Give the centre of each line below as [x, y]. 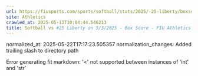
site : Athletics [26, 17]
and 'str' [16, 68]
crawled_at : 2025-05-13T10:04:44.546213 [57, 22]
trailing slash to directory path [42, 51]
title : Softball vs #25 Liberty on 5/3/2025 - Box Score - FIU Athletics [99, 28]
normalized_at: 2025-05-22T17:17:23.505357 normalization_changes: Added [99, 44]
